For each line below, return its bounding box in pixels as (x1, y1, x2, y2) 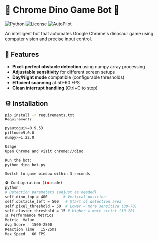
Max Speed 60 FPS (5, 231, 46, 236)
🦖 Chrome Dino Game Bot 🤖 (5, 4, 120, 16)
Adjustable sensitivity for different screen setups (12, 69, 115, 75)
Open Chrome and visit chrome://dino (5, 149, 84, 154)
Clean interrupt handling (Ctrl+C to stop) (12, 85, 98, 91)
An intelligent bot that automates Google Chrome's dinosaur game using (5, 30, 154, 36)
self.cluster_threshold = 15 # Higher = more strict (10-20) (5, 208, 135, 213)
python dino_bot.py (5, 162, 46, 167)
